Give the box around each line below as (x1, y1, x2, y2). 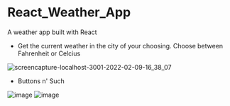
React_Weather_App (7, 4, 131, 21)
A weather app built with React (7, 28, 97, 36)
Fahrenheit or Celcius (17, 49, 81, 58)
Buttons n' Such (17, 76, 65, 85)
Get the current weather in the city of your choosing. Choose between (17, 41, 224, 50)
